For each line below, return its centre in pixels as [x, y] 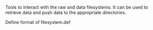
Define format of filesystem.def [38, 22]
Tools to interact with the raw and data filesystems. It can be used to [77, 7]
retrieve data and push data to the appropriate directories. [66, 12]
